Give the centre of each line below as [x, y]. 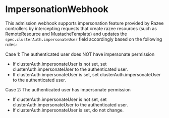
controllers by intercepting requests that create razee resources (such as [81, 28]
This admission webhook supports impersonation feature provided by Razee [84, 23]
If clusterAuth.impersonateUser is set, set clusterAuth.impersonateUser [87, 74]
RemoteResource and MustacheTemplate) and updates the [66, 34]
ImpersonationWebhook [57, 9]
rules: [11, 44]
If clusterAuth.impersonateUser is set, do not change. [68, 110]
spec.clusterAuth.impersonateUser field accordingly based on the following [84, 39]
